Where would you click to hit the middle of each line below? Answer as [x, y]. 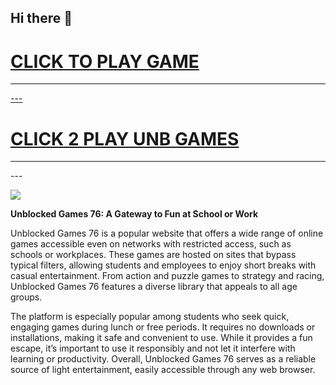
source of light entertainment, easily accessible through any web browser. [163, 370]
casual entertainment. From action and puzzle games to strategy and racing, [167, 276]
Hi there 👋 [41, 18]
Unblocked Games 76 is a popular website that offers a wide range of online [167, 233]
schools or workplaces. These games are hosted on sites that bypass [153, 255]
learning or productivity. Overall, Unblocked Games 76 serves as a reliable [163, 359]
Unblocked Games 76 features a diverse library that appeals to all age [154, 287]
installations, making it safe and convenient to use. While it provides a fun [161, 338]
